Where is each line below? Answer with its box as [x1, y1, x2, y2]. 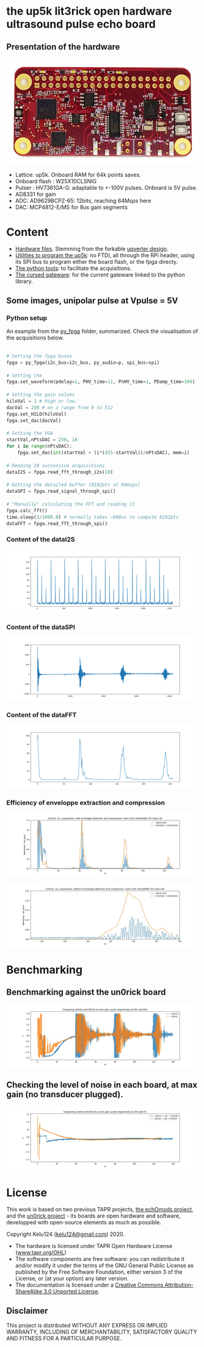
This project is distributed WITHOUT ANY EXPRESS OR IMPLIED [6, 1322, 168, 1329]
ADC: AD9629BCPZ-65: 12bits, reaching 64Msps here [15, 197, 151, 205]
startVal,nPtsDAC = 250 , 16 [6, 437, 78, 443]
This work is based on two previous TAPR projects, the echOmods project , [6, 1206, 194, 1213]
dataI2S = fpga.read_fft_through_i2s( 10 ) [6, 469, 114, 475]
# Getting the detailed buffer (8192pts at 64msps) [6, 482, 140, 488]
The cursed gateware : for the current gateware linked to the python [15, 271, 185, 278]
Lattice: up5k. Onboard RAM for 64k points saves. [15, 171, 142, 178]
